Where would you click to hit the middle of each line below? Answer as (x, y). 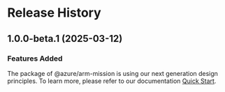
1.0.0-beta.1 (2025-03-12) (65, 39)
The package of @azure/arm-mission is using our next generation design (113, 73)
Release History (54, 13)
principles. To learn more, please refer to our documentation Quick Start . (112, 81)
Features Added (35, 59)
